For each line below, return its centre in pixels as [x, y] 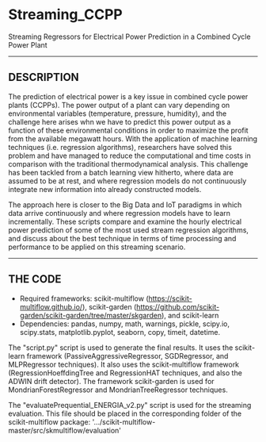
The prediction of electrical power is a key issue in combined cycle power [128, 96]
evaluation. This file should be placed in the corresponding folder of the [125, 413]
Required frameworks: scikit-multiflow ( [84, 298]
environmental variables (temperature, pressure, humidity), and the [118, 113]
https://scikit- [170, 298]
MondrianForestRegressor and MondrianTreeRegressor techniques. [118, 390]
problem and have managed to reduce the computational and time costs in [130, 156]
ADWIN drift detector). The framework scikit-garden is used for [112, 381]
